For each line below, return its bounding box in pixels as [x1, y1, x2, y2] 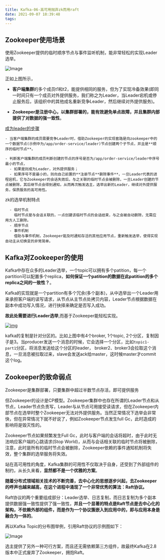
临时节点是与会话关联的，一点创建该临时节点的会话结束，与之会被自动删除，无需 [14, 213, 153, 218]
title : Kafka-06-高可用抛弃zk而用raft [5, 7, 80, 12]
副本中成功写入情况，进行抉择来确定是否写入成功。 [5, 303, 109, 308]
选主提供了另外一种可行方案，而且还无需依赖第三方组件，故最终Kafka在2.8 [5, 543, 157, 549]
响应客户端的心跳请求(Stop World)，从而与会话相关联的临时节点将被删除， [9, 438, 160, 445]
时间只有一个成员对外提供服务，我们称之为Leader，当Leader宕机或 [16, 92, 153, 98]
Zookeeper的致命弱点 [5, 373, 72, 381]
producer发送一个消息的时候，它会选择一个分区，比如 [25, 339, 134, 344]
